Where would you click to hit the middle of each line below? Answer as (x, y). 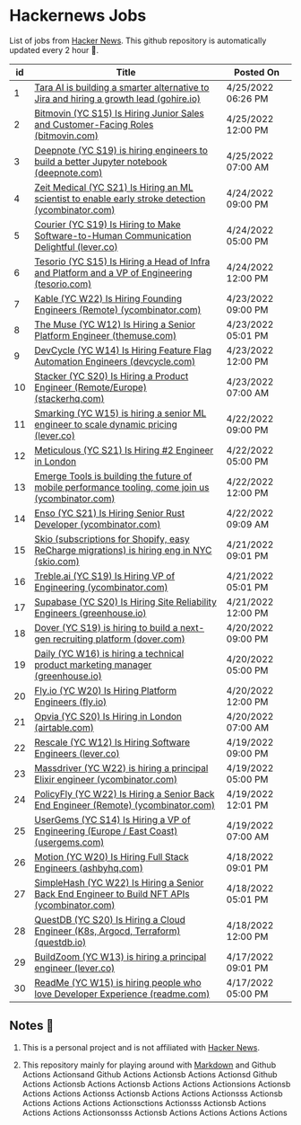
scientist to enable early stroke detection (120, 199)
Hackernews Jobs (78, 16)
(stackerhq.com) (69, 398)
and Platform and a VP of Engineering (113, 272)
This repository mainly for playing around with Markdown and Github (149, 1065)
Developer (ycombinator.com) (98, 524)
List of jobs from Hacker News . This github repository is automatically (138, 40)
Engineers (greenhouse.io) (90, 613)
